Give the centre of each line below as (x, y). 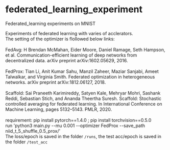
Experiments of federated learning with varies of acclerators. (69, 33)
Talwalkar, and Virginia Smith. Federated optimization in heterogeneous (80, 77)
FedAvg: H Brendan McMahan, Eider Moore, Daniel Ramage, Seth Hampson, (85, 49)
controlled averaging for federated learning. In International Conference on (84, 104)
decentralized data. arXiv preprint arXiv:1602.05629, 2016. (67, 60)
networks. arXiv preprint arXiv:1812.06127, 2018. (56, 82)
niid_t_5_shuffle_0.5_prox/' (33, 131)
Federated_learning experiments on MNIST (51, 23)
